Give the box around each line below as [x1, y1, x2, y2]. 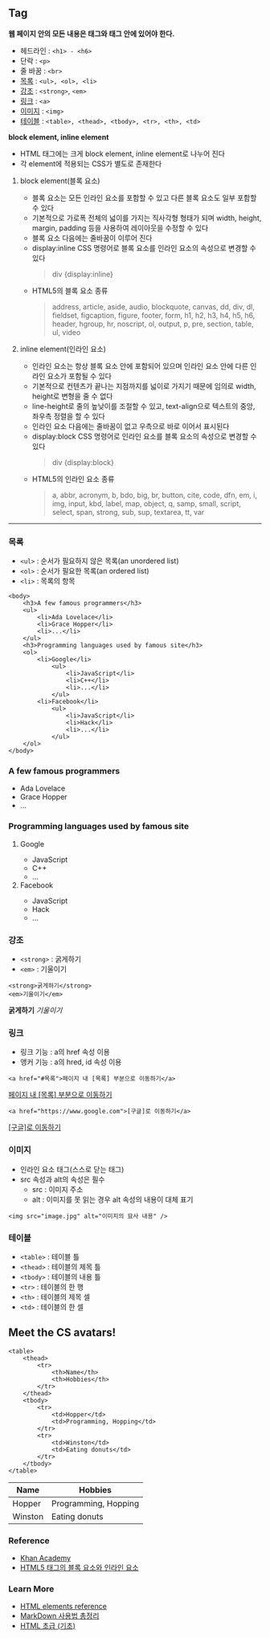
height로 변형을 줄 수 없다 [31, 391, 113, 401]
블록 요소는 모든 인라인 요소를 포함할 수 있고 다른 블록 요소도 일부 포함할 [31, 193, 257, 202]
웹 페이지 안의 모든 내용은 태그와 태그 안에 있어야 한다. [8, 28, 175, 39]
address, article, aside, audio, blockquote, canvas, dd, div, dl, [51, 301, 255, 312]
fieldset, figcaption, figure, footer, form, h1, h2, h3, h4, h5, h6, [51, 310, 256, 320]
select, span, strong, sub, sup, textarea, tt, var [51, 507, 205, 517]
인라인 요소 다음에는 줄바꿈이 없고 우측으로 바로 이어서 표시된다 [31, 421, 230, 431]
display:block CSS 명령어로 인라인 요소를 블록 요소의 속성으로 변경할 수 [31, 431, 257, 441]
